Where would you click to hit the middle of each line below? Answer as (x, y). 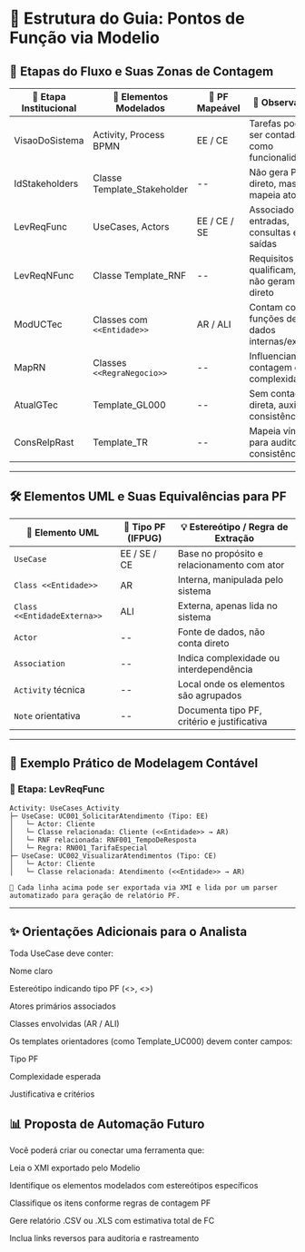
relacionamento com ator (231, 565)
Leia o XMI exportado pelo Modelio (75, 1168)
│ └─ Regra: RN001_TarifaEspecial (79, 848)
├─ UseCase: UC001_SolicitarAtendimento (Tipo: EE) (109, 816)
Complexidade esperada (55, 1077)
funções (266, 319)
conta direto (203, 643)
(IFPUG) (144, 537)
